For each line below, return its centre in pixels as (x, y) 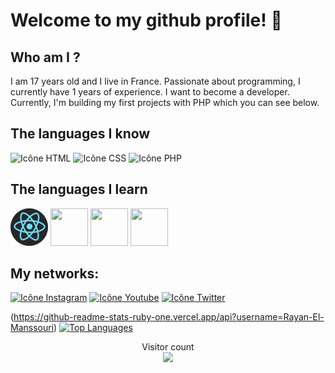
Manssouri (32, 328)
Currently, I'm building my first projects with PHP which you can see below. (165, 102)
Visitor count (168, 347)
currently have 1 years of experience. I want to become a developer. (150, 92)
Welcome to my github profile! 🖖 (146, 20)
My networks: (55, 274)
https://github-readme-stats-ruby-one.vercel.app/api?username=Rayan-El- (169, 317)
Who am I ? (45, 57)
